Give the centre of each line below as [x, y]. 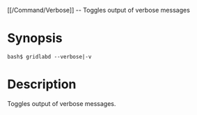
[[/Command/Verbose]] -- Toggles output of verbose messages [98, 10]
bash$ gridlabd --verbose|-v [49, 56]
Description [42, 85]
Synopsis [35, 38]
